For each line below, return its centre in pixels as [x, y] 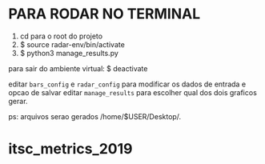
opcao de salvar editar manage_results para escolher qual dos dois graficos [133, 92]
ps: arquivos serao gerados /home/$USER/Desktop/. [95, 116]
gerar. [18, 101]
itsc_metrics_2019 [70, 149]
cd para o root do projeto [61, 36]
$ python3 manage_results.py [69, 53]
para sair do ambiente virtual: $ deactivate [78, 68]
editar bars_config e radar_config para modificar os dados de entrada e [127, 84]
